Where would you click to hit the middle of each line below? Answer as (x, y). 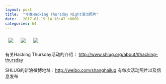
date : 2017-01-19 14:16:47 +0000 (42, 19)
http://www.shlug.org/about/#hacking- (118, 54)
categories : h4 (21, 23)
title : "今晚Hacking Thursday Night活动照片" (52, 14)
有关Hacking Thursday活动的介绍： (41, 54)
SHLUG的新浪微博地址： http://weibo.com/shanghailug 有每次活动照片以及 (81, 70)
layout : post (19, 10)
